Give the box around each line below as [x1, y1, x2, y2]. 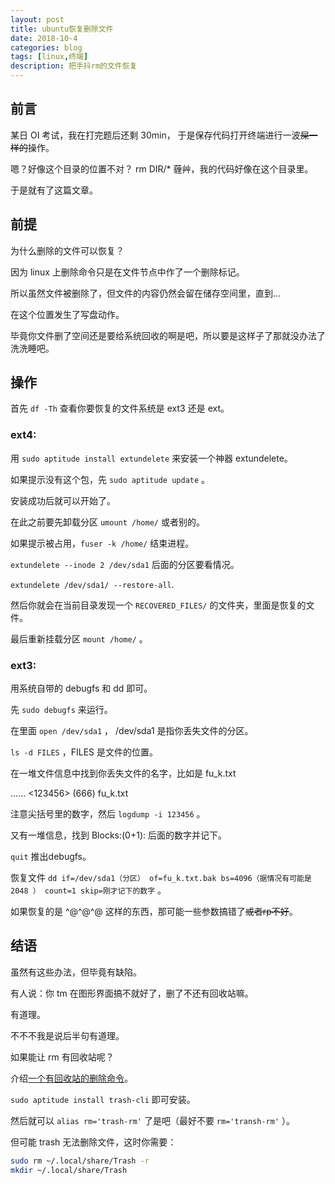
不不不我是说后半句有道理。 [10, 1029, 125, 1041]
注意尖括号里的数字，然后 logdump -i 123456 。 [10, 808, 206, 820]
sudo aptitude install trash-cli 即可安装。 [10, 1093, 196, 1105]
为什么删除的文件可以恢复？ [10, 244, 125, 256]
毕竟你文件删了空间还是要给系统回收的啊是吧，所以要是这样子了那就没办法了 [10, 329, 326, 341]
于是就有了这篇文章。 [10, 184, 98, 196]
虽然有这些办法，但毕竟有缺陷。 [10, 966, 142, 978]
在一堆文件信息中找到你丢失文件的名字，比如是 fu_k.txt [10, 767, 237, 780]
